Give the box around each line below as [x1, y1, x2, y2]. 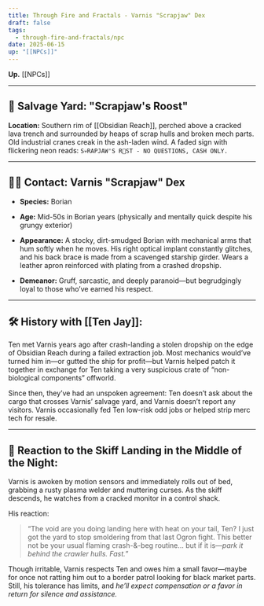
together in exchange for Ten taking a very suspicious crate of [8, 365, 210, 374]
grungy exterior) [19, 220, 73, 230]
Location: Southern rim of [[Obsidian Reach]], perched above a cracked [8, 120, 242, 130]
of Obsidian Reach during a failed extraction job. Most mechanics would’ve [8, 348, 251, 358]
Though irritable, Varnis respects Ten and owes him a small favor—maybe [8, 564, 247, 574]
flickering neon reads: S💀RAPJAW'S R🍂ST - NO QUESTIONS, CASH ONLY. [8, 145, 228, 155]
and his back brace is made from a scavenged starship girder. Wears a [19, 252, 249, 262]
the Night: [8, 456, 59, 469]
